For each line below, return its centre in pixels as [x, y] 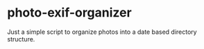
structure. [21, 39]
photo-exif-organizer [69, 13]
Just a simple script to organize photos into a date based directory [102, 32]
